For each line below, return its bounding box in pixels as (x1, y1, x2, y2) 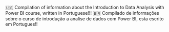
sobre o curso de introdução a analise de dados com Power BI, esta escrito (5, 16, 164, 22)
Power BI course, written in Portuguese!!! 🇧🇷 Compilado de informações (5, 10, 160, 16)
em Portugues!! (5, 21, 38, 27)
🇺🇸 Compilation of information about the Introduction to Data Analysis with (5, 5, 165, 10)
